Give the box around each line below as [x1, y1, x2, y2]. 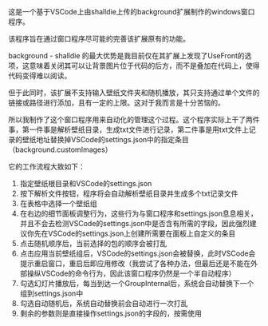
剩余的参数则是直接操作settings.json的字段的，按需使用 [19, 308, 202, 318]
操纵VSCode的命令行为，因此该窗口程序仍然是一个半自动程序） [26, 268, 236, 278]
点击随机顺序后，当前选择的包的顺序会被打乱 [19, 239, 167, 248]
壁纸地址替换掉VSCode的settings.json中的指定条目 [22, 135, 189, 144]
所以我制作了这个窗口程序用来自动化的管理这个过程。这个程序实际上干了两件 [8, 115, 260, 124]
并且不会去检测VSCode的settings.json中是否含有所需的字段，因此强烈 [19, 219, 250, 228]
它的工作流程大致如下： [8, 162, 85, 171]
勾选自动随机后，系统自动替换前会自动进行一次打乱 [19, 299, 188, 308]
